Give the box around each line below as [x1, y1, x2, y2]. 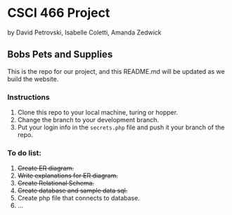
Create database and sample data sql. [17, 186, 128, 195]
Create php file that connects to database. [17, 194, 141, 202]
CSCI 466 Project [7, 5, 110, 21]
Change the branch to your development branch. [17, 116, 160, 124]
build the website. [7, 74, 59, 83]
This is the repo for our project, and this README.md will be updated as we [7, 67, 225, 75]
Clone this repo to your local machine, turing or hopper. [17, 108, 178, 117]
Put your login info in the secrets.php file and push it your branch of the [17, 123, 225, 131]
